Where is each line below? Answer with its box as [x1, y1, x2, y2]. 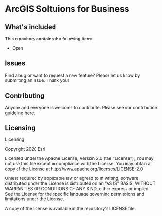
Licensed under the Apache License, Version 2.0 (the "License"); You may [5, 156, 154, 161]
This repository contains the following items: [5, 36, 94, 41]
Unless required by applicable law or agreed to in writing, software [5, 176, 139, 181]
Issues [5, 59, 26, 68]
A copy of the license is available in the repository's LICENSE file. [5, 206, 136, 212]
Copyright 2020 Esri [5, 146, 46, 152]
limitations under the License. [5, 196, 64, 202]
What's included [5, 23, 56, 31]
